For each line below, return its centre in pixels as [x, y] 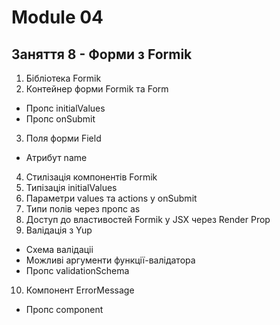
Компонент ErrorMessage [80, 290]
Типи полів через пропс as [83, 209]
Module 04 [57, 17]
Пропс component [64, 309]
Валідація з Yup [59, 230]
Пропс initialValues [65, 108]
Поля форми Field [63, 138]
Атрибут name [56, 157]
